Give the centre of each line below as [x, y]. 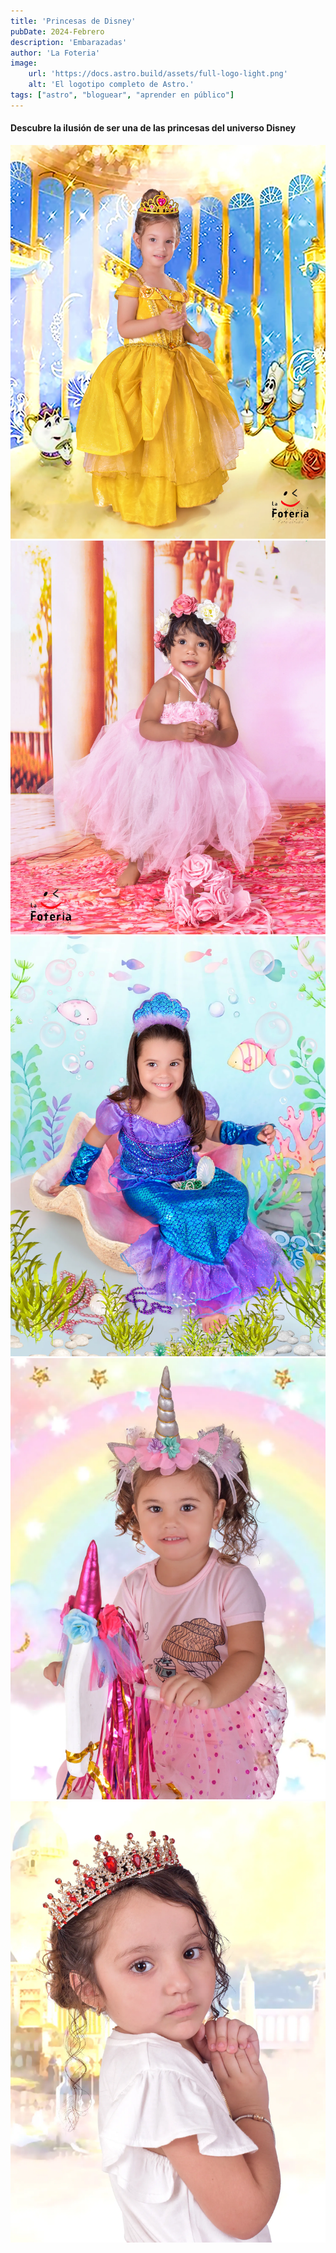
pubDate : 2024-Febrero [57, 31]
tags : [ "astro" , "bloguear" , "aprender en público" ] [122, 95]
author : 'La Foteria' [55, 53]
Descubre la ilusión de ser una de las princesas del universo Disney [153, 128]
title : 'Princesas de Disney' [73, 21]
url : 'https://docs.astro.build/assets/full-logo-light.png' [158, 74]
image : [24, 63]
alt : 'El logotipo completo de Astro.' [111, 85]
